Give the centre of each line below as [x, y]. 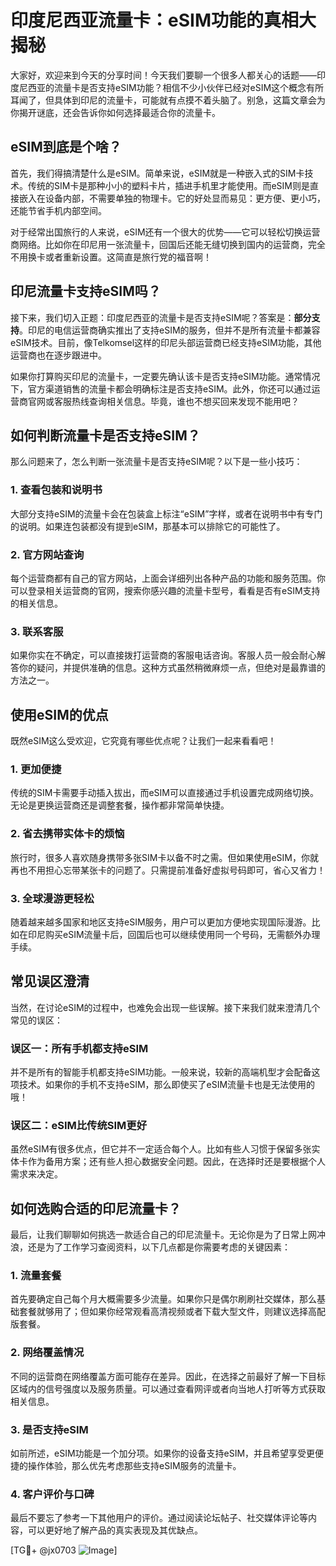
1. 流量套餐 [36, 1276]
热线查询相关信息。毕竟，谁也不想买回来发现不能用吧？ [185, 401]
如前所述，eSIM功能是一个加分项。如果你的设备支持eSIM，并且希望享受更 [163, 1453]
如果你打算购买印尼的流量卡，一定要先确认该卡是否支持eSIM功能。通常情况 [165, 376]
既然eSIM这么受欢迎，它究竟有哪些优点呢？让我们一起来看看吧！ [143, 741]
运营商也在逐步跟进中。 [58, 355]
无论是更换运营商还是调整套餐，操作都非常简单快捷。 [120, 805]
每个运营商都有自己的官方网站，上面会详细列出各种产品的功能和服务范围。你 [168, 578]
